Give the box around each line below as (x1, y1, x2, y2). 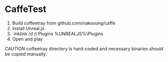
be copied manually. (5, 51, 47, 57)
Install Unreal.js (12, 25, 45, 31)
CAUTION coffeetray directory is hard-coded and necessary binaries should (5, 45, 163, 51)
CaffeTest (5, 3, 47, 15)
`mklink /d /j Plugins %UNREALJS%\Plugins (12, 30, 103, 36)
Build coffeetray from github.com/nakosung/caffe (12, 20, 116, 26)
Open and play (12, 36, 43, 42)
